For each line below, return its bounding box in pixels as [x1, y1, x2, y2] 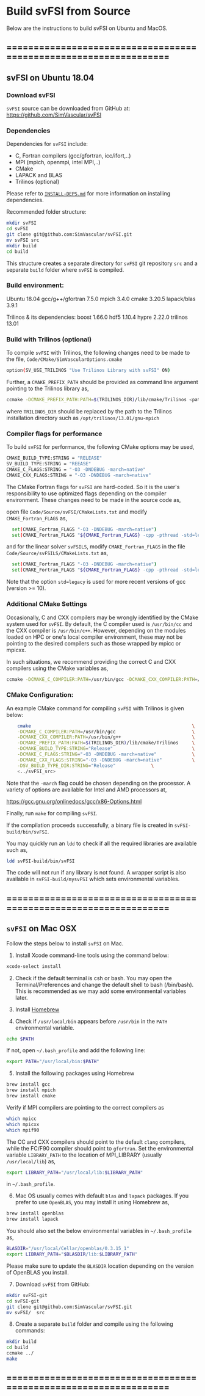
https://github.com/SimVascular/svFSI [6, 111, 102, 118]
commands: [15, 1327, 45, 1334]
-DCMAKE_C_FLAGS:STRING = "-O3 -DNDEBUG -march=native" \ [17, 751, 195, 758]
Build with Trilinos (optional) [6, 335, 92, 343]
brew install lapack [6, 1216, 59, 1223]
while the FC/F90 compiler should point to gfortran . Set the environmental [6, 1144, 194, 1152]
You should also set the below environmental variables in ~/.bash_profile [6, 1227, 192, 1235]
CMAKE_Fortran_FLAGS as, [6, 514, 68, 522]
